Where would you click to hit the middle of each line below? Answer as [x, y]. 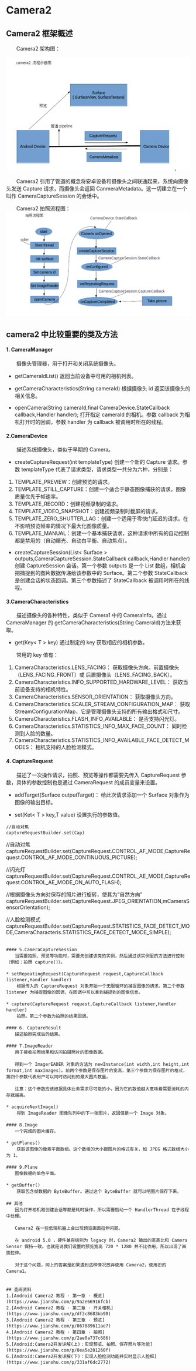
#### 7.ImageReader [30, 1046]
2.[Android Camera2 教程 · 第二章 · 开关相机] [60, 1308]
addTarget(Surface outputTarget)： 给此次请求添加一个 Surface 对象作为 [102, 795]
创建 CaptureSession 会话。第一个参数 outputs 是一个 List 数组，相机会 [100, 566]
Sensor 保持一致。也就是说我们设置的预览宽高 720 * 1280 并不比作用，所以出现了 [94, 1246]
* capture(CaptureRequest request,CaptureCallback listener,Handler [91, 1004]
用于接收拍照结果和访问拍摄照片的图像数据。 [60, 1052]
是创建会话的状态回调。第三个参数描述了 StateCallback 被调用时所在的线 [102, 580]
